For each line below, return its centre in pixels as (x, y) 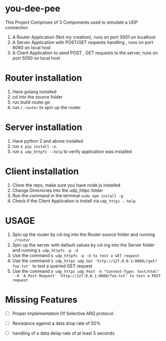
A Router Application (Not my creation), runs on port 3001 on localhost (84, 37)
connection (17, 27)
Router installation (44, 78)
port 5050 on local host (36, 58)
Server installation (44, 128)
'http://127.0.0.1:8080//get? (126, 261)
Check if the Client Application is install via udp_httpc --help (74, 201)
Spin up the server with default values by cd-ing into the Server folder (83, 245)
